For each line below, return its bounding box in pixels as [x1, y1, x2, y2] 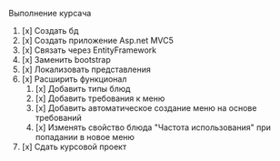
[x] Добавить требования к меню [35, 93, 165, 104]
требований [35, 113, 83, 123]
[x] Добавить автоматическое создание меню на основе [35, 103, 257, 113]
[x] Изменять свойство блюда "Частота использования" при [35, 122, 272, 133]
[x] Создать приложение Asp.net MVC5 [21, 35, 175, 45]
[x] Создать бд [21, 25, 79, 35]
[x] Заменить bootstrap [21, 55, 111, 65]
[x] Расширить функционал [21, 74, 127, 85]
